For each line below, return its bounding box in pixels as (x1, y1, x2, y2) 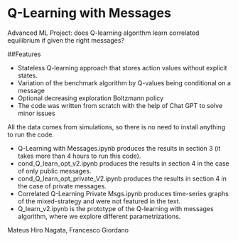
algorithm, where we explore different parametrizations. (17, 212, 181, 220)
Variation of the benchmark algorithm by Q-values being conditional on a (17, 78, 231, 87)
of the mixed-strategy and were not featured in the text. (17, 197, 181, 205)
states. (17, 71, 38, 80)
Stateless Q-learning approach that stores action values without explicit (17, 63, 227, 72)
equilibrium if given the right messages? (7, 36, 124, 44)
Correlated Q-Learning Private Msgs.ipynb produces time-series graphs (17, 189, 229, 198)
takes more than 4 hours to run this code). (17, 151, 141, 160)
